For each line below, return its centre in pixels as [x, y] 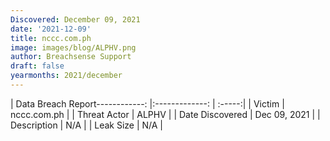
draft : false [37, 66]
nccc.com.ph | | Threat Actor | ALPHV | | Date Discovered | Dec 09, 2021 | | [165, 114]
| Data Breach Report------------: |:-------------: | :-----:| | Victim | [147, 103]
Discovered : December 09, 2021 [75, 19]
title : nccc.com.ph [51, 38]
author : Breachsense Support [71, 57]
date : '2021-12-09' [51, 29]
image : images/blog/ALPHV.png [73, 47]
